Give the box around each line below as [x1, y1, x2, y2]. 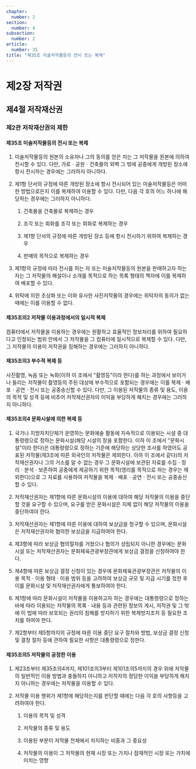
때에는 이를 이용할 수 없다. [14, 299, 74, 306]
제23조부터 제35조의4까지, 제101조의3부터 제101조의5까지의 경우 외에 [14, 665, 174, 672]
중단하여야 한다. [14, 508, 51, 515]
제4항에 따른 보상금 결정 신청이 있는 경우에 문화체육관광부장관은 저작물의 [14, 567, 181, 574]
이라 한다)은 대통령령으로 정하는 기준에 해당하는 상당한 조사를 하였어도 [22, 444, 182, 451]
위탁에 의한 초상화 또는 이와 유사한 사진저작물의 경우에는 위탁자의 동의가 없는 [14, 292, 190, 299]
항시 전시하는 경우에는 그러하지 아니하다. [14, 168, 107, 175]
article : [6, 42, 27, 48]
